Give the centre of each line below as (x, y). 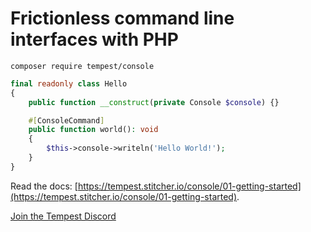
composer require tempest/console (82, 66)
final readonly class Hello (69, 83)
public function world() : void (93, 130)
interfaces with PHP (94, 39)
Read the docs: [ (44, 186)
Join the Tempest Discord (63, 216)
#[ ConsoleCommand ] (66, 120)
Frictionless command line (122, 18)
